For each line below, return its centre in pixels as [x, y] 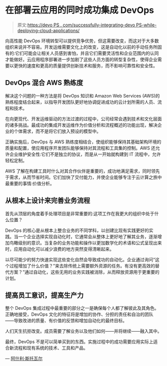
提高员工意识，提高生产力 [44, 295]
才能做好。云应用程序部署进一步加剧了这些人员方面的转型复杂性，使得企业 [81, 59]
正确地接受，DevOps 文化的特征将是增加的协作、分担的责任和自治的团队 [79, 314]
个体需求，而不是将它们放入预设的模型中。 [57, 131]
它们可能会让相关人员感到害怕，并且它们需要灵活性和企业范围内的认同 [87, 53]
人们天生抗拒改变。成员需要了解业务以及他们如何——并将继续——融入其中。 [83, 331]
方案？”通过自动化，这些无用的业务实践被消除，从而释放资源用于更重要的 [84, 272]
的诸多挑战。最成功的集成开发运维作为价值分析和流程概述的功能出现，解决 [81, 125]
